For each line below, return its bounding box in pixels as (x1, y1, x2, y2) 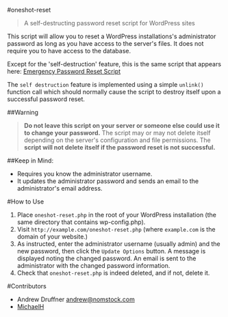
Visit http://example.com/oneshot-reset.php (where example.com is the (16, 225, 216, 233)
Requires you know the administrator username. (16, 170, 153, 178)
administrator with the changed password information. (16, 262, 170, 269)
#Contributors (7, 282, 47, 290)
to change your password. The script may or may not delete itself (23, 129, 211, 137)
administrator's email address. (16, 184, 103, 192)
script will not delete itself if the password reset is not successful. (23, 143, 216, 151)
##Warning (7, 109, 39, 116)
